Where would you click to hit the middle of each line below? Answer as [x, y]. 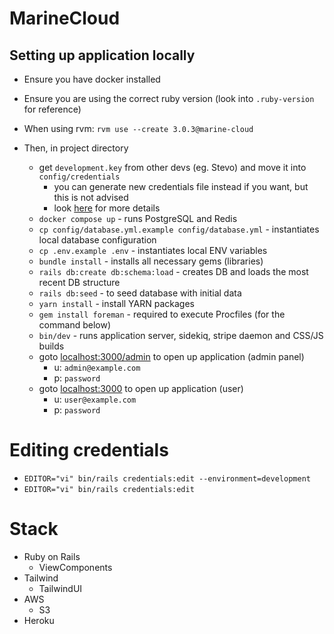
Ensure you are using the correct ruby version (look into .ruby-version [169, 98]
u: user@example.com [95, 399]
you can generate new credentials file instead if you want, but [181, 186]
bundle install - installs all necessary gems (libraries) [151, 261]
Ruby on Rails [52, 556]
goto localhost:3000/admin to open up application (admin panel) [171, 356]
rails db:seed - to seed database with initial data [140, 293]
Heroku [39, 620]
